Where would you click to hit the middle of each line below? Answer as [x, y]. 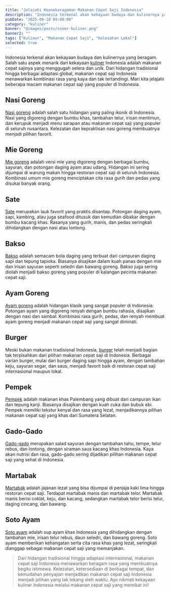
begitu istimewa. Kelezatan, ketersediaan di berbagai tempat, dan [86, 569]
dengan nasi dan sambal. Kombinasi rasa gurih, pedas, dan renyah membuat [85, 316]
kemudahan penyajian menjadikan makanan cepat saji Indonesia [84, 574]
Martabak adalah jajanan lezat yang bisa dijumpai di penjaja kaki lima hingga [85, 488]
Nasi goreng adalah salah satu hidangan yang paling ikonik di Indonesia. [80, 112]
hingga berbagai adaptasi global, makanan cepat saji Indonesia [71, 73]
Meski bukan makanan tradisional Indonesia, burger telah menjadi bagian [81, 349]
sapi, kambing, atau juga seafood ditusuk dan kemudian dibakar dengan [80, 217]
